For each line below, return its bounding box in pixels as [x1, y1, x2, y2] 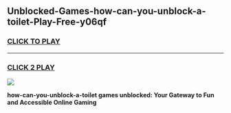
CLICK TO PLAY [7, 37, 60, 47]
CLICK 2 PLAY [7, 62, 55, 72]
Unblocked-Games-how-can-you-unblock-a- [7, 5, 206, 17]
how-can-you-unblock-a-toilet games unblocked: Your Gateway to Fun [7, 90, 214, 99]
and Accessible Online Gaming [7, 98, 97, 106]
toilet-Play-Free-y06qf [7, 16, 107, 28]
